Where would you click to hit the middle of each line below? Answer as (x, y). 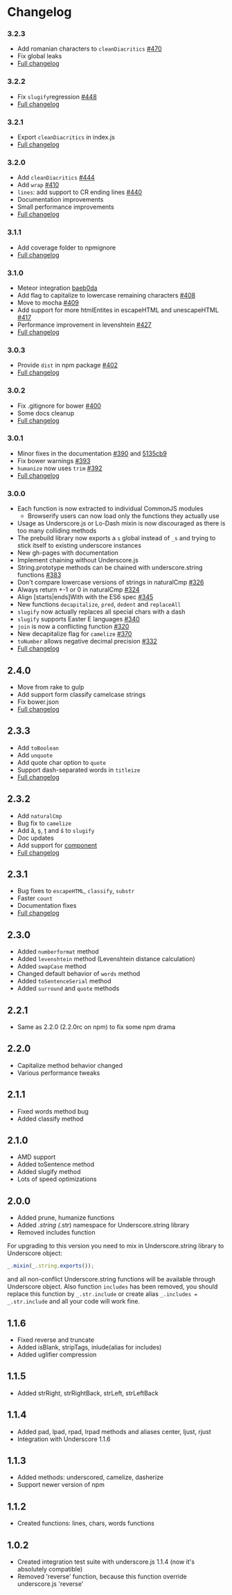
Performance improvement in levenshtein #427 (84, 325)
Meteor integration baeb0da (57, 288)
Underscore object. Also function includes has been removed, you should (113, 1286)
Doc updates (35, 838)
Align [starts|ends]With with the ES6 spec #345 (85, 597)
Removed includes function (56, 1232)
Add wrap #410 (38, 185)
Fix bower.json (38, 702)
